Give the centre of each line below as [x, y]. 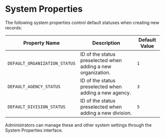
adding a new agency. [106, 92]
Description [106, 43]
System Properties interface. [34, 130]
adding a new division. [106, 113]
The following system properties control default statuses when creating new [82, 23]
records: [14, 27]
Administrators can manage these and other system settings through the [79, 125]
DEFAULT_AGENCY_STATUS [34, 86]
